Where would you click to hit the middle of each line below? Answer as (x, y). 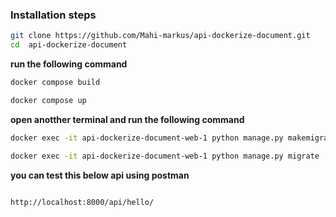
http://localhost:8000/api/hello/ (82, 202)
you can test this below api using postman (100, 175)
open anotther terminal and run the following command (127, 119)
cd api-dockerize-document (69, 45)
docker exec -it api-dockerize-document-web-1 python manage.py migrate (165, 156)
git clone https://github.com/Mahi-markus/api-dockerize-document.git (160, 36)
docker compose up (48, 100)
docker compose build (55, 83)
